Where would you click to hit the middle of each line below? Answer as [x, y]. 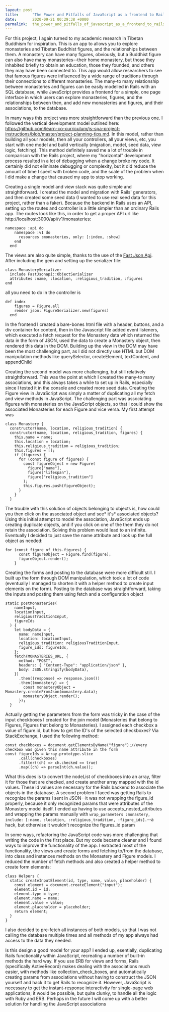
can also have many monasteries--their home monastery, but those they [80, 60]
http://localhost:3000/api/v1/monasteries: [48, 219]
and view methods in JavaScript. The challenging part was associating [78, 399]
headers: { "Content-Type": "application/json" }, [73, 665]
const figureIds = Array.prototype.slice [49, 754]
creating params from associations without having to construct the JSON [81, 977]
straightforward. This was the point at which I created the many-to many [80, 377]
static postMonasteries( [31, 604]
